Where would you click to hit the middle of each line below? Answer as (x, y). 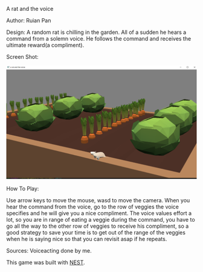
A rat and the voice (30, 9)
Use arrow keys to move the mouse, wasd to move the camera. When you (98, 200)
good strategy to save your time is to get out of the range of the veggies (96, 232)
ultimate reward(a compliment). (45, 45)
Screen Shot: (22, 57)
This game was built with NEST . (46, 262)
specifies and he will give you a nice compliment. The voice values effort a (99, 213)
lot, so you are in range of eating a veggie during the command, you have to (101, 219)
